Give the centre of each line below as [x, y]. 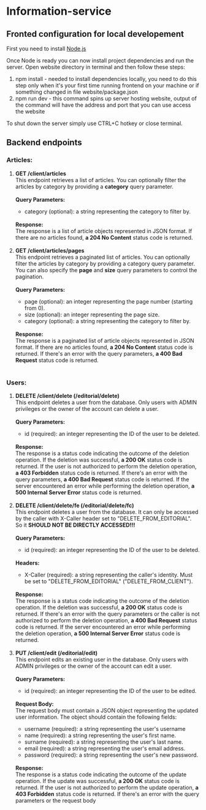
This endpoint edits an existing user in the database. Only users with [101, 659]
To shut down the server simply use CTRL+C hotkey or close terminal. [94, 123]
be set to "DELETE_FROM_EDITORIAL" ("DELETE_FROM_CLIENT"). [109, 581]
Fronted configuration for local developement [95, 34]
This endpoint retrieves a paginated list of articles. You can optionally [102, 257]
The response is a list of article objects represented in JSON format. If [104, 231]
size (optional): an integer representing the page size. [92, 315]
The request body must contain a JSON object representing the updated [106, 710]
